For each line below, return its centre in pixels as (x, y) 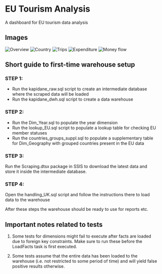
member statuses (30, 133)
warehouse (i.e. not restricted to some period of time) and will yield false (85, 261)
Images (16, 38)
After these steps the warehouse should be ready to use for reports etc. (77, 209)
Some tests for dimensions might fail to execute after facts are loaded (81, 236)
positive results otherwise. (38, 266)
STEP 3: (15, 155)
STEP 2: (15, 112)
